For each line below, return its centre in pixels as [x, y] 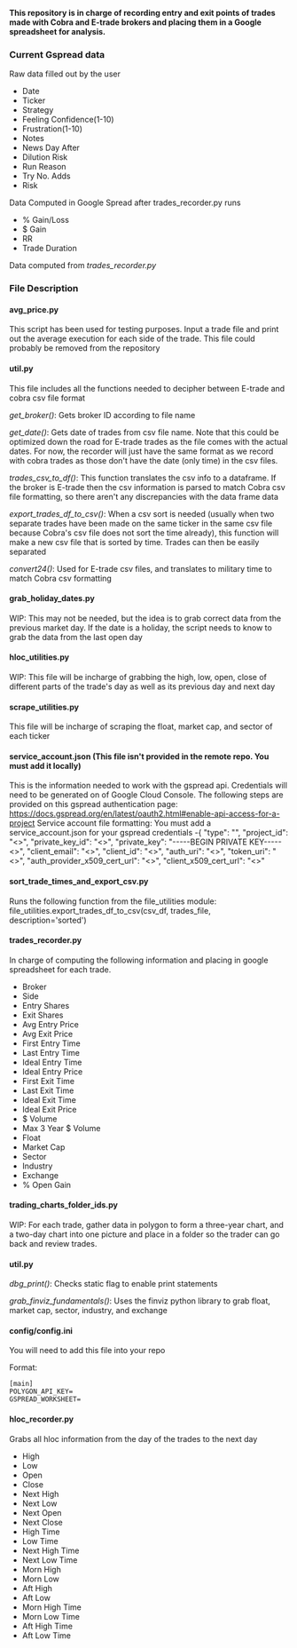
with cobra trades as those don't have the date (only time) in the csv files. [144, 460]
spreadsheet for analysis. [58, 32]
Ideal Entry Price [52, 1071]
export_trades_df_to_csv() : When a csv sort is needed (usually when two [142, 513]
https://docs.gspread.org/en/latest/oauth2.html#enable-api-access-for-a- [145, 814]
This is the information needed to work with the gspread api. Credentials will [148, 786]
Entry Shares [46, 1005]
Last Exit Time [48, 1090]
